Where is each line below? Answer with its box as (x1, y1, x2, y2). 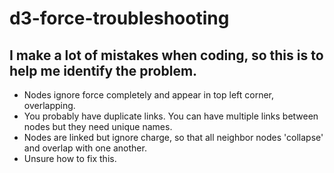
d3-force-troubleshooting (9, 7, 230, 30)
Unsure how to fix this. (23, 153, 117, 164)
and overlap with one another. (23, 142, 147, 154)
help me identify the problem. (9, 62, 198, 79)
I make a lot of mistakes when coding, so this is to (9, 47, 324, 64)
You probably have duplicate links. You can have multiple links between (23, 110, 319, 122)
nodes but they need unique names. (23, 121, 173, 132)
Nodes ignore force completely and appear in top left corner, (23, 89, 275, 101)
